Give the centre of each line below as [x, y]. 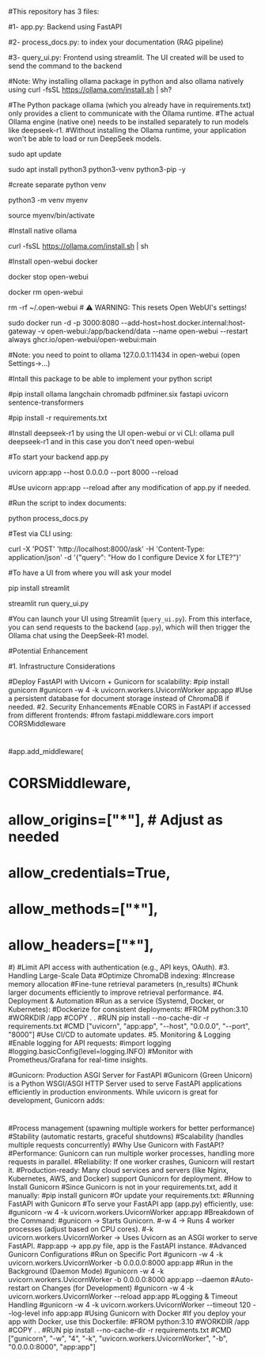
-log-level [24, 1313]
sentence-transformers [46, 402]
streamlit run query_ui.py [49, 603]
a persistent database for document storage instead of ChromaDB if [119, 699]
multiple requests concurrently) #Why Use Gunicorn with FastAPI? [116, 1145]
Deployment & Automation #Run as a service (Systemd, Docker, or [116, 1000]
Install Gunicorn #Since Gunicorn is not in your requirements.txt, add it [123, 1187]
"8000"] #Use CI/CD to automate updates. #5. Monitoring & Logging [119, 1034]
